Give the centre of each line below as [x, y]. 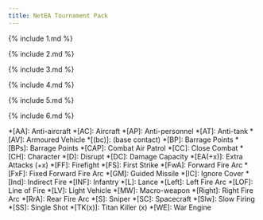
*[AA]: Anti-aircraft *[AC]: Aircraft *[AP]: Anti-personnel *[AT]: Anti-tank [128, 131]
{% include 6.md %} [41, 116]
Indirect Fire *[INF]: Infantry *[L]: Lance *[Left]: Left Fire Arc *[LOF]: [140, 182]
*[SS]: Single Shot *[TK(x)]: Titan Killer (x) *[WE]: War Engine [110, 207]
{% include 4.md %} [41, 84]
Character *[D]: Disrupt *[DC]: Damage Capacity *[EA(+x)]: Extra [135, 156]
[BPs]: [18, 147]
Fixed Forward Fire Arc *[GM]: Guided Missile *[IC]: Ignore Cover [136, 173]
